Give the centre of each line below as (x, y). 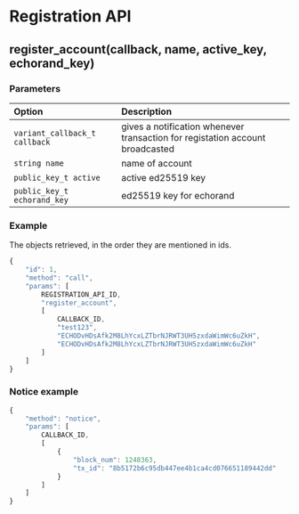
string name (39, 163)
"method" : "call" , (59, 278)
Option (28, 111)
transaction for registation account (194, 137)
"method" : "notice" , (63, 419)
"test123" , (77, 328)
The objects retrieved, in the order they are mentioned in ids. (120, 245)
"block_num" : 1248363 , (115, 460)
